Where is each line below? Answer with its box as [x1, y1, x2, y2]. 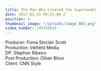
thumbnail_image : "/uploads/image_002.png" [5, 21, 97, 26]
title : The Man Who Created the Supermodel [5, 7, 97, 12]
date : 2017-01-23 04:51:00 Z [5, 12, 66, 17]
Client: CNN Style [5, 61, 41, 67]
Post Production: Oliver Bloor [5, 55, 65, 61]
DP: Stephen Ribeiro [5, 50, 46, 56]
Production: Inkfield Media [5, 45, 59, 51]
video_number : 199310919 [5, 26, 57, 31]
